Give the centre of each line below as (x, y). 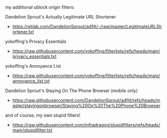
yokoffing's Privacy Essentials (36, 41)
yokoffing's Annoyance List (33, 66)
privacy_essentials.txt (34, 56)
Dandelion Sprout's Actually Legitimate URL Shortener (61, 17)
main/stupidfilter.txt (32, 130)
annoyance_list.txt (31, 81)
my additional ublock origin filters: (40, 7)
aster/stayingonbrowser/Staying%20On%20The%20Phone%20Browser (86, 106)
